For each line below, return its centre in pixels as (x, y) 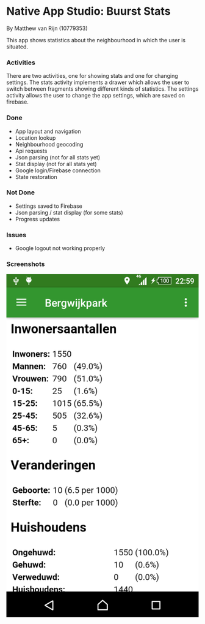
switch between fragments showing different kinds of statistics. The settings (103, 89)
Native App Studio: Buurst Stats (88, 11)
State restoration (36, 177)
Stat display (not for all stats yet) (56, 164)
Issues (16, 235)
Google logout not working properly (60, 248)
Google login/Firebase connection (58, 170)
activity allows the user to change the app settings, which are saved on (95, 96)
